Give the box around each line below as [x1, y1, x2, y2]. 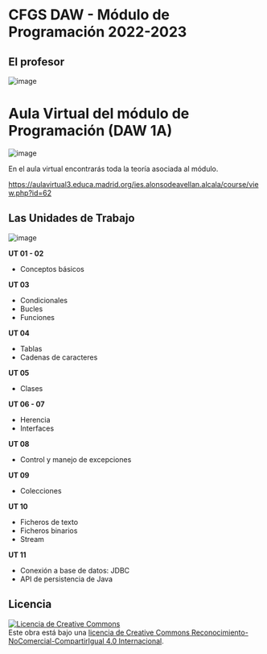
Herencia [19, 414, 51, 424]
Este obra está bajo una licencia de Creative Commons [8, 627, 191, 637]
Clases [19, 383, 43, 393]
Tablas [19, 344, 43, 353]
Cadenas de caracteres [19, 352, 98, 362]
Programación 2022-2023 [8, 23, 187, 41]
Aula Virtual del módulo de [8, 105, 190, 123]
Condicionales [19, 295, 68, 305]
